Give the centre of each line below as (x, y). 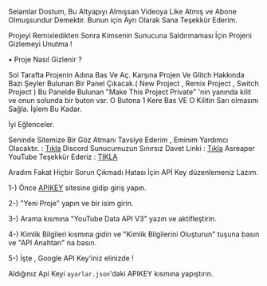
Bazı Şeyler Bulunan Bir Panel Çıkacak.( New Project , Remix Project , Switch (133, 83)
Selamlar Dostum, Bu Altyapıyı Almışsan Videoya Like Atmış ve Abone (122, 12)
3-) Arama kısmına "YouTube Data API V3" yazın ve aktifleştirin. (112, 218)
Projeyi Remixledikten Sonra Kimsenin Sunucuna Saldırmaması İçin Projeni (130, 36)
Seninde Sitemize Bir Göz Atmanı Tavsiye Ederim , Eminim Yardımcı (118, 140)
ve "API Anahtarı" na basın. (53, 242)
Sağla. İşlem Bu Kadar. (45, 109)
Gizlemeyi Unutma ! (41, 44)
